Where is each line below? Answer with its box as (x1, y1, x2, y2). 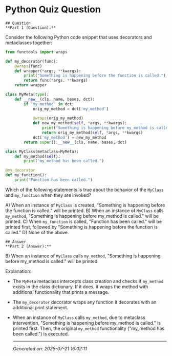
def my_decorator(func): (5, 59, 58, 64)
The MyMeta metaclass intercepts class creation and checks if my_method (12, 278, 164, 284)
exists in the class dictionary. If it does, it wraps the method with (12, 284, 148, 290)
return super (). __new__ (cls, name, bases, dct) (24, 140, 127, 145)
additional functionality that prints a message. (12, 289, 109, 295)
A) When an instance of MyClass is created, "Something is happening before (5, 202, 165, 208)
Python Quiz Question (5, 4, 101, 15)
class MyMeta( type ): (5, 92, 50, 97)
